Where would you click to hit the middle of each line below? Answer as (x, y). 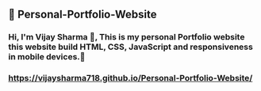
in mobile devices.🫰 (47, 57)
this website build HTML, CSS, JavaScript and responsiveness (131, 47)
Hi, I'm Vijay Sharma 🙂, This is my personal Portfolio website (127, 37)
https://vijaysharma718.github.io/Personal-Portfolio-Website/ (130, 78)
